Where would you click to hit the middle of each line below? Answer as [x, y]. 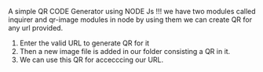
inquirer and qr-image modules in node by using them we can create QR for [130, 20]
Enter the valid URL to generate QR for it [84, 43]
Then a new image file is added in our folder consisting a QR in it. [125, 51]
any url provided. [36, 28]
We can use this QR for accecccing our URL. [91, 59]
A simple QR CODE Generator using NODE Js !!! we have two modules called [132, 11]
